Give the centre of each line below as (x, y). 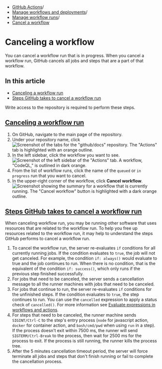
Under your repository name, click (46, 139)
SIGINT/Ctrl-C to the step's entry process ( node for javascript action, (80, 320)
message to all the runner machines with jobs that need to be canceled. (83, 284)
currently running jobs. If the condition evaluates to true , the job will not (84, 253)
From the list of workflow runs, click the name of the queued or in (76, 170)
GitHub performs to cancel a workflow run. (48, 239)
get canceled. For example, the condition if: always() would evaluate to (84, 258)
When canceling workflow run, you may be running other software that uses (81, 223)
